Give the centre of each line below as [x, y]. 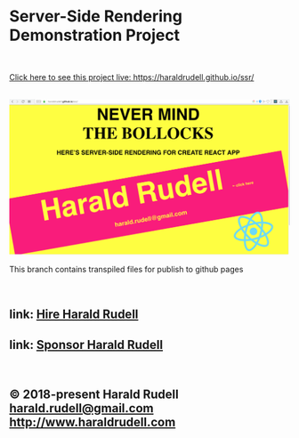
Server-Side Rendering [96, 16]
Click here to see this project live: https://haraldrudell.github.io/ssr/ [132, 77]
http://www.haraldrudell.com [93, 422]
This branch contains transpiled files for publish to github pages [126, 269]
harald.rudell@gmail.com [81, 408]
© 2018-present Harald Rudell [94, 394]
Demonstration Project [95, 35]
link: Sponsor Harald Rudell [86, 345]
